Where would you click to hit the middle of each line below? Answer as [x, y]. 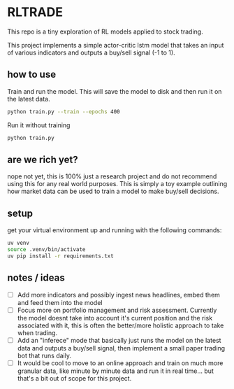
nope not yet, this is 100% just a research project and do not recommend [112, 176]
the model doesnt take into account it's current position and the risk [115, 318]
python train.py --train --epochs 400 [64, 112]
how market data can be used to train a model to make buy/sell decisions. [113, 191]
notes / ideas [36, 278]
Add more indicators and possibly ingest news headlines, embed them [118, 295]
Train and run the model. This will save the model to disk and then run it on [115, 91]
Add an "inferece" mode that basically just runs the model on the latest [119, 340]
